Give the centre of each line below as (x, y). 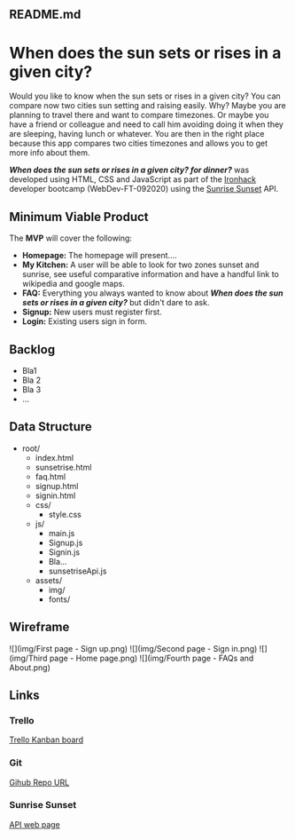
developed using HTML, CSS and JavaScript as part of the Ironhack (133, 179)
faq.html (50, 476)
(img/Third (28, 658)
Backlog (32, 349)
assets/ (49, 580)
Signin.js (64, 552)
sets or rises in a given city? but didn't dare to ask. (116, 303)
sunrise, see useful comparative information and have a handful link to (150, 274)
